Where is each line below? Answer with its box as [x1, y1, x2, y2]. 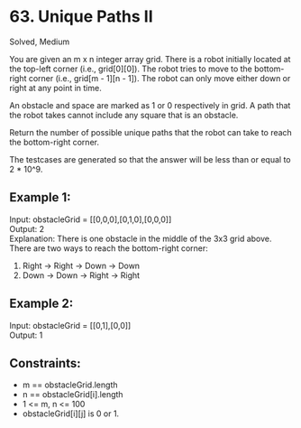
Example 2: [9, 296, 74, 312]
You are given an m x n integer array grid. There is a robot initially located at [9, 53, 291, 64]
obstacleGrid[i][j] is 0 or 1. [22, 408, 120, 419]
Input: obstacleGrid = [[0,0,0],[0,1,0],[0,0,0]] [9, 214, 172, 225]
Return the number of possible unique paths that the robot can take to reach [9, 126, 293, 137]
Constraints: [9, 355, 81, 371]
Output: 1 [9, 330, 43, 340]
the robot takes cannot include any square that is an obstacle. [9, 109, 239, 120]
